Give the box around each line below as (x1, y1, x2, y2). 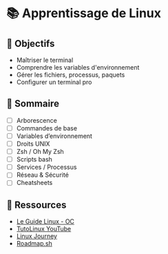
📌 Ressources (6, 199, 67, 211)
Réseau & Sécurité (16, 170, 70, 179)
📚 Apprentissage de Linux (6, 6, 162, 21)
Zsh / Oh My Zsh (16, 148, 65, 156)
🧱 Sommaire (6, 98, 60, 110)
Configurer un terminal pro (16, 78, 92, 86)
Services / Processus (16, 163, 77, 171)
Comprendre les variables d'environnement (16, 63, 140, 71)
